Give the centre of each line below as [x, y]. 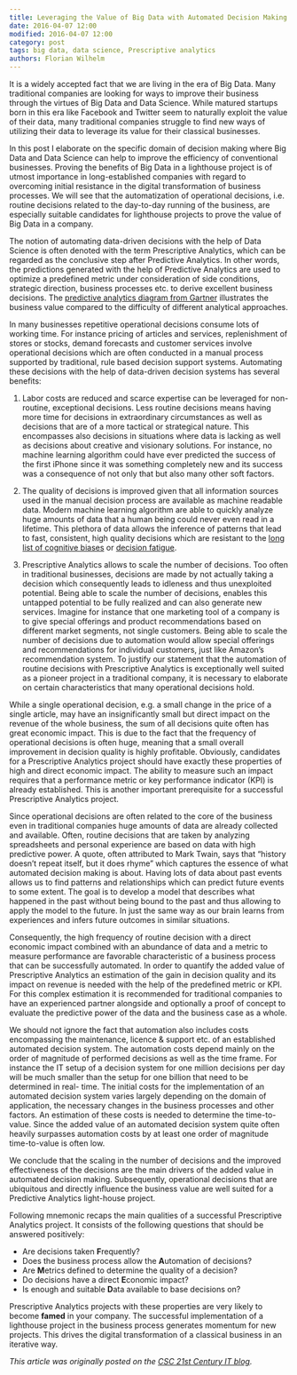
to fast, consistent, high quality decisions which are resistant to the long [153, 538]
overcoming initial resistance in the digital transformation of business [135, 186]
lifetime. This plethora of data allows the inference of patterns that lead [152, 529]
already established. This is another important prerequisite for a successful [146, 790]
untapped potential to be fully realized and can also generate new [142, 602]
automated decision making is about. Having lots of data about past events [146, 873]
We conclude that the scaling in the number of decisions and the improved [145, 1160]
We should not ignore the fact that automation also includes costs [129, 1030]
